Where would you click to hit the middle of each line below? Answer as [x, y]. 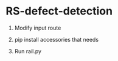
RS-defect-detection [59, 11]
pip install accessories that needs [56, 39]
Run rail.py [28, 51]
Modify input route [38, 28]
